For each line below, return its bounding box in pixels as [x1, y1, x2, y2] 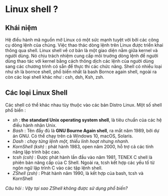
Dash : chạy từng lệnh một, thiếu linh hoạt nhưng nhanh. [12, 138, 129, 144]
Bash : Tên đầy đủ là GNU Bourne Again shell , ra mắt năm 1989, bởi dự [12, 127, 159, 133]
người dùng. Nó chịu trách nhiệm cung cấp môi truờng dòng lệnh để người [5, 53, 158, 59]
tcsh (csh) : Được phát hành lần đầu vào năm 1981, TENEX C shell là [12, 154, 153, 160]
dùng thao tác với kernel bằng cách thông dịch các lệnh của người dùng [5, 58, 154, 64]
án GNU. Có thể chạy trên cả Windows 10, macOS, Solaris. [12, 133, 133, 139]
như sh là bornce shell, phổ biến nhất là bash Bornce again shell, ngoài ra [5, 69, 157, 75]
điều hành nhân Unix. [12, 122, 57, 128]
